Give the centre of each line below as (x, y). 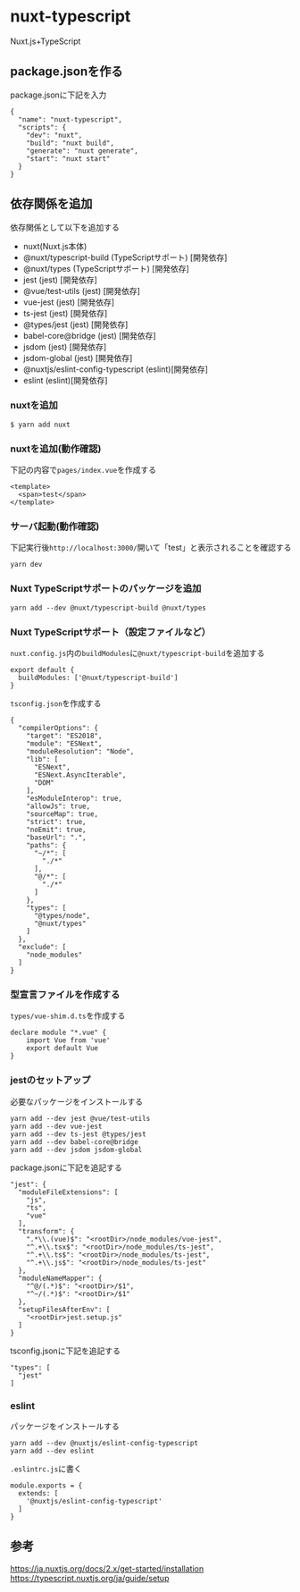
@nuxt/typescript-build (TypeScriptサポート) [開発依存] (125, 257)
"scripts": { (42, 127)
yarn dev (26, 565)
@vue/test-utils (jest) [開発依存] (82, 291)
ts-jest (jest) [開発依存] (65, 313)
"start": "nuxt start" (68, 158)
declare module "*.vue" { (58, 1033)
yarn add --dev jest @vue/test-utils (80, 1118)
